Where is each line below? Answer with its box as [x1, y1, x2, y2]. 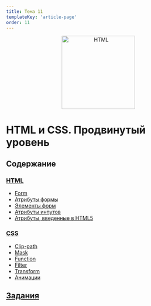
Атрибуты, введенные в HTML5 [14, 215, 94, 222]
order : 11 [6, 19, 30, 25]
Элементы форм [14, 202, 56, 209]
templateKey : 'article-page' [6, 14, 77, 20]
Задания [6, 291, 40, 301]
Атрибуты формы [14, 196, 59, 203]
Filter [14, 261, 28, 268]
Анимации [14, 274, 41, 281]
